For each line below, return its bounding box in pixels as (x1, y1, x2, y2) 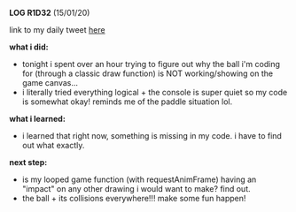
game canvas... (21, 78, 78, 87)
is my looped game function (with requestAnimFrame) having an (21, 174, 257, 185)
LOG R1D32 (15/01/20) (9, 8, 90, 18)
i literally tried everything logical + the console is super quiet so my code (21, 87, 288, 97)
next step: (9, 157, 48, 167)
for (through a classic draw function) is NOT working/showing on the (21, 68, 273, 79)
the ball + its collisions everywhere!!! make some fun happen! (21, 193, 246, 203)
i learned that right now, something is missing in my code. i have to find (21, 131, 282, 140)
